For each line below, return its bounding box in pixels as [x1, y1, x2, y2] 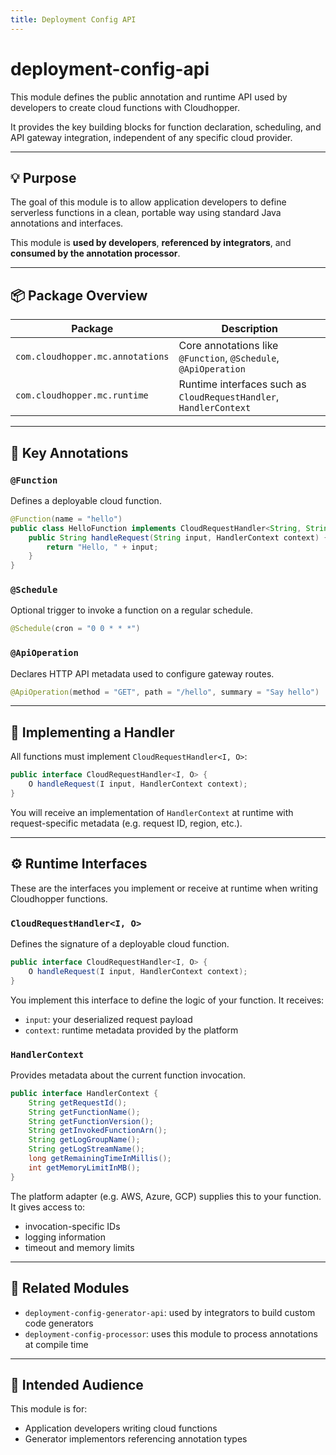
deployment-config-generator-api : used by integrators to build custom [24, 1306, 316, 1318]
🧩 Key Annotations [10, 444, 129, 461]
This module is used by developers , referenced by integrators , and [10, 237, 292, 249]
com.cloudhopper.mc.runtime [15, 390, 149, 401]
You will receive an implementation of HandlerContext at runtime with [10, 806, 294, 818]
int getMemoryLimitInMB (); [28, 1162, 141, 1173]
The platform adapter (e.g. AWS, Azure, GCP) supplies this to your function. [10, 1190, 322, 1202]
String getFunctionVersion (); [28, 1116, 155, 1126]
